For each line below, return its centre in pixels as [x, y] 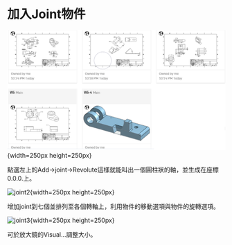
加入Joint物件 [46, 14]
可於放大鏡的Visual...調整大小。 [52, 235]
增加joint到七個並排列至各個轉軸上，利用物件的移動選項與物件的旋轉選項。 [114, 207]
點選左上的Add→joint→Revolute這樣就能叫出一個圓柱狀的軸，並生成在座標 [113, 170]
